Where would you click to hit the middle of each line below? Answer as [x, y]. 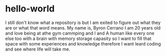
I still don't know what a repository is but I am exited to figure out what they [83, 22]
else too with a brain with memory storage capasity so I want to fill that [78, 38]
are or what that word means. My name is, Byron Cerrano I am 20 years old [83, 27]
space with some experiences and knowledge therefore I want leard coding [83, 43]
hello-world [30, 9]
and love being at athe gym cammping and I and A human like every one [80, 33]
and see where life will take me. [38, 49]
